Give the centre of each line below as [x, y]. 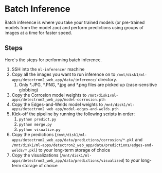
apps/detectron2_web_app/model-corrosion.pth [58, 100]
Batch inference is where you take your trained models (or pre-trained [75, 22]
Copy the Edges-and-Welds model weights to [57, 104]
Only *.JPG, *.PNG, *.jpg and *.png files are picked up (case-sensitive [88, 85]
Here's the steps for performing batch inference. [53, 60]
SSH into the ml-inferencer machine [48, 69]
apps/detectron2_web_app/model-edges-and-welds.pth [65, 109]
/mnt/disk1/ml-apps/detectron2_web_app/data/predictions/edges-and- [82, 145]
